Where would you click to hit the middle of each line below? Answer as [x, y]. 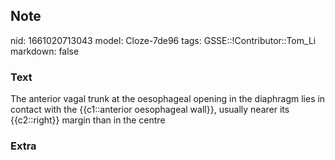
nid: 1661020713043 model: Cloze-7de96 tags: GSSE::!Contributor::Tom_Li [163, 40]
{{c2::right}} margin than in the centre [88, 120]
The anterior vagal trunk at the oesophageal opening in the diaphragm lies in [168, 99]
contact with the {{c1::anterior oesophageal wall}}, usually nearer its [150, 110]
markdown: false [45, 51]
